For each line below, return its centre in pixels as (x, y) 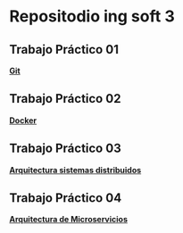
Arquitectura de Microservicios (68, 220)
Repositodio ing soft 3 (92, 17)
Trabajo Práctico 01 (64, 50)
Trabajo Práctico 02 (65, 99)
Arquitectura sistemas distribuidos (75, 170)
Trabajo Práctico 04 (66, 198)
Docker (23, 120)
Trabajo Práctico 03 (66, 149)
